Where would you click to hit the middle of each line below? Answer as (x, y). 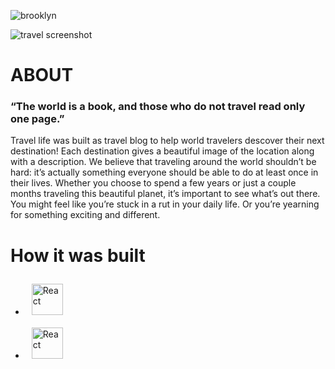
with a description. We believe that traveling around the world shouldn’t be (163, 162)
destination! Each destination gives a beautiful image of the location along (162, 151)
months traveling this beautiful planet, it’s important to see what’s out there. (165, 194)
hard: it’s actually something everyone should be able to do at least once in (164, 172)
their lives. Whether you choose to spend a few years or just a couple (153, 183)
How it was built (78, 255)
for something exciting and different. (85, 215)
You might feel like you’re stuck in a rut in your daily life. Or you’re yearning (165, 204)
